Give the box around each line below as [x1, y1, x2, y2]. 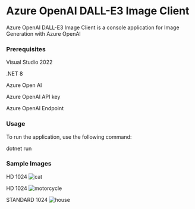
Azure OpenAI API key [6, 93, 61, 101]
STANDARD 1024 [6, 196, 48, 203]
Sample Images [6, 160, 52, 168]
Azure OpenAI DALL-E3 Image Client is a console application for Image [6, 24, 180, 31]
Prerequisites [6, 45, 46, 53]
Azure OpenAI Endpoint [6, 105, 64, 112]
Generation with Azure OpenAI [6, 30, 81, 37]
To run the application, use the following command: [6, 133, 132, 141]
